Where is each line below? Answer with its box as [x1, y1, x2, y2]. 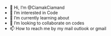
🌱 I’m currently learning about [9, 15, 70, 20]
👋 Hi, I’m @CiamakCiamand [9, 5, 65, 10]
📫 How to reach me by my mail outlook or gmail [9, 26, 107, 31]
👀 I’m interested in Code [9, 10, 58, 16]
